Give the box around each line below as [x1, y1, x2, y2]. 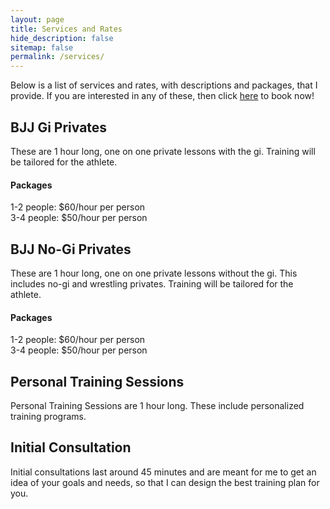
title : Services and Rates [10, 24, 123, 34]
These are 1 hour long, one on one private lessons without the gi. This [10, 267, 298, 279]
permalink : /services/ [10, 52, 105, 62]
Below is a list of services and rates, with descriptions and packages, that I [10, 79, 318, 91]
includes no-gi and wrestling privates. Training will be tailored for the [10, 277, 294, 290]
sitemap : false [10, 42, 74, 53]
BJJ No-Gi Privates [10, 241, 132, 258]
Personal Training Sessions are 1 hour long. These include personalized [10, 399, 305, 411]
